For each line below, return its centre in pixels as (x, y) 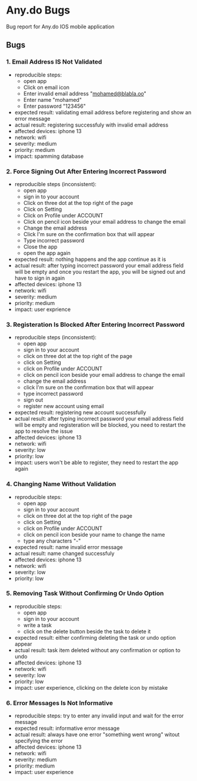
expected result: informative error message (67, 729)
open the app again (47, 253)
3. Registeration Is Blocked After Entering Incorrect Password (96, 325)
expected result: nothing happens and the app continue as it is (90, 259)
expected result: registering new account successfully (80, 412)
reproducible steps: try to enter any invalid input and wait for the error (99, 716)
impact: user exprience (43, 309)
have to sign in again (40, 278)
